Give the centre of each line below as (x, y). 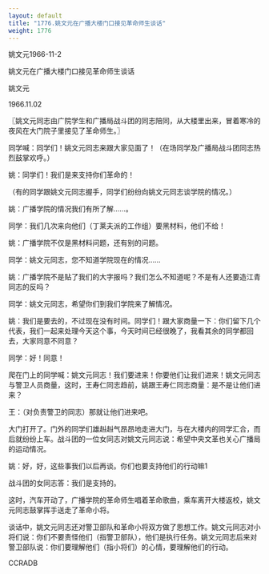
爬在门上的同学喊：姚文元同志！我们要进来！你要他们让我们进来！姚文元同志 (134, 375)
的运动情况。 (29, 449)
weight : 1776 (30, 30)
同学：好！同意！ (36, 358)
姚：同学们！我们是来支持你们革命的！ (71, 175)
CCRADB (23, 563)
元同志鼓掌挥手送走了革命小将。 (61, 510)
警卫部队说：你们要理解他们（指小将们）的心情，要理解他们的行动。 (120, 547)
